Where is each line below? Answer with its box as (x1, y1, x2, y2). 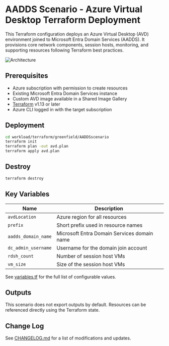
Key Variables (5, 190, 50, 199)
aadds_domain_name (8, 233, 52, 239)
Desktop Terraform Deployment (5, 14, 141, 26)
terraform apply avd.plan (5, 149, 59, 154)
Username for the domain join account (56, 244, 147, 251)
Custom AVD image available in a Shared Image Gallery (12, 95, 127, 102)
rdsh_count (8, 253, 34, 259)
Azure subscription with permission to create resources (12, 85, 128, 91)
